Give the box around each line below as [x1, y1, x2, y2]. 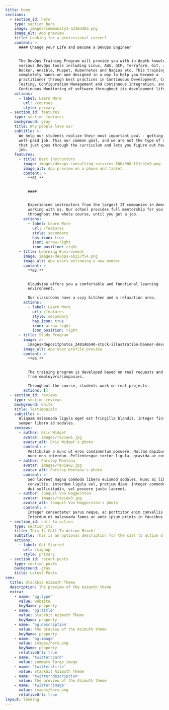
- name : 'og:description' [14, 622, 69, 627]
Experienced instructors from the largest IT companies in [27, 202, 154, 207]
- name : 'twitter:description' [14, 673, 80, 679]
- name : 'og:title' [14, 608, 55, 613]
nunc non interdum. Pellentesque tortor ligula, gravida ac [27, 454, 156, 459]
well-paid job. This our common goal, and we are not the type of [18, 138, 161, 143]
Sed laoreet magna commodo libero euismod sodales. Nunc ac [27, 477, 156, 482]
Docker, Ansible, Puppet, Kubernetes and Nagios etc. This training [18, 67, 165, 73]
